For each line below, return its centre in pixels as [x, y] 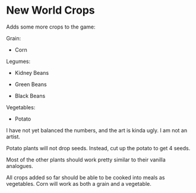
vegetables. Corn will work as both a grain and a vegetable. [79, 183]
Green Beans [31, 84]
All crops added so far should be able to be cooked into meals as [86, 177]
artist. [13, 137]
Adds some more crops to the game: [51, 27]
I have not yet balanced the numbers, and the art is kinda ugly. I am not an [97, 130]
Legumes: [18, 61]
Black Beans [30, 96]
